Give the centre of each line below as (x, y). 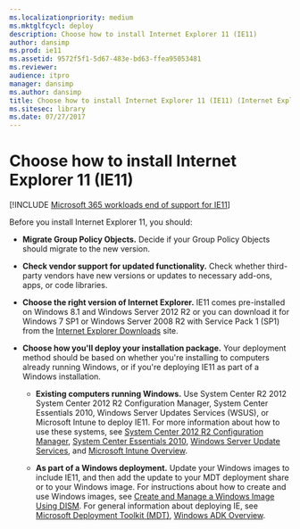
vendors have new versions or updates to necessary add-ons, (158, 276)
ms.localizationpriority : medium (71, 17)
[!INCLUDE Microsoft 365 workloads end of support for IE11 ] (120, 205)
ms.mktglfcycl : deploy (51, 26)
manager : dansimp (42, 84)
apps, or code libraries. (65, 285)
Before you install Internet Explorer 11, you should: (101, 222)
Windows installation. (61, 376)
